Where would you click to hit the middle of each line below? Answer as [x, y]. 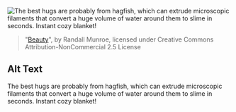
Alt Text [25, 69]
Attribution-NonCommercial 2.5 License [83, 47]
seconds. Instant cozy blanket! [52, 101]
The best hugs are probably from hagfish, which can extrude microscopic [115, 86]
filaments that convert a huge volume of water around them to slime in [110, 93]
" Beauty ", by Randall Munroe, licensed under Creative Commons [119, 39]
